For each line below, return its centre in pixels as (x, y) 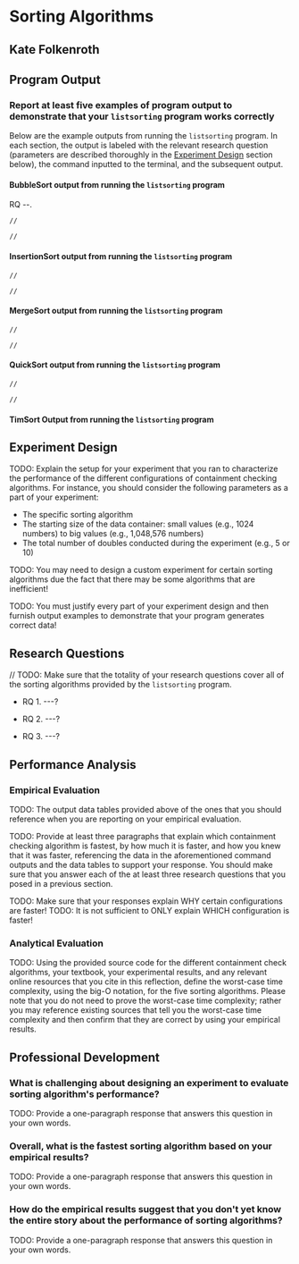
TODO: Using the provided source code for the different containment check (148, 963)
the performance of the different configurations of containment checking (143, 478)
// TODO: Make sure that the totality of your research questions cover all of (147, 675)
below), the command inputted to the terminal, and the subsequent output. (146, 164)
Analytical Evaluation (57, 943)
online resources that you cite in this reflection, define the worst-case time (146, 982)
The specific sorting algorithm (78, 515)
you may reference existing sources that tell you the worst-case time (135, 1010)
